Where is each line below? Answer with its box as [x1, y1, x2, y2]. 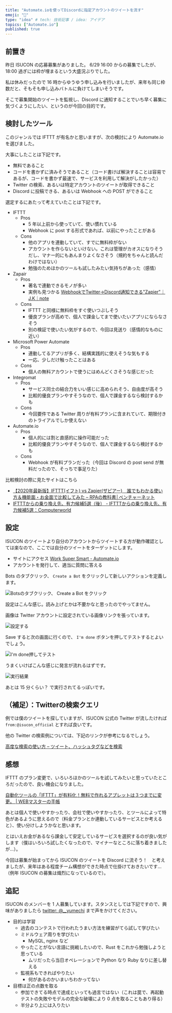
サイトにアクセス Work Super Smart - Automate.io [12, 555, 119, 562]
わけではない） [28, 258, 60, 265]
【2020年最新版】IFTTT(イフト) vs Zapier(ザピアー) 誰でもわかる [12, 487, 154, 494]
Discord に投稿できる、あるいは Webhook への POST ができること [12, 188, 153, 194]
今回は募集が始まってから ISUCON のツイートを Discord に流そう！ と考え [5, 857, 166, 863]
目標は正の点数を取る [12, 983, 58, 989]
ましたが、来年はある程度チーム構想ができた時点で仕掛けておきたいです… [5, 863, 162, 870]
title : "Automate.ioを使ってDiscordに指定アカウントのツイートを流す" [5, 7, 144, 13]
